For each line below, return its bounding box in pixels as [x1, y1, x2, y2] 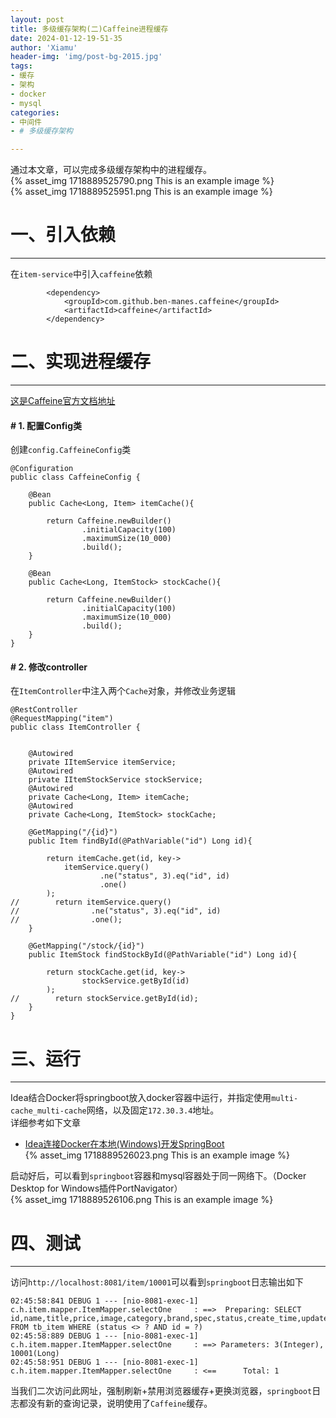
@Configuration [10, 464, 74, 474]
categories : [10, 107, 60, 118]
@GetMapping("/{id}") [28, 827, 118, 838]
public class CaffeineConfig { [10, 472, 141, 483]
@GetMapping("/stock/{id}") [28, 941, 145, 951]
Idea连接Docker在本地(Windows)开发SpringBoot [24, 1138, 225, 1150]
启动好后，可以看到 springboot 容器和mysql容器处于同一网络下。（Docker [10, 1170, 307, 1182]
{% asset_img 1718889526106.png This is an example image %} [10, 1194, 274, 1206]
